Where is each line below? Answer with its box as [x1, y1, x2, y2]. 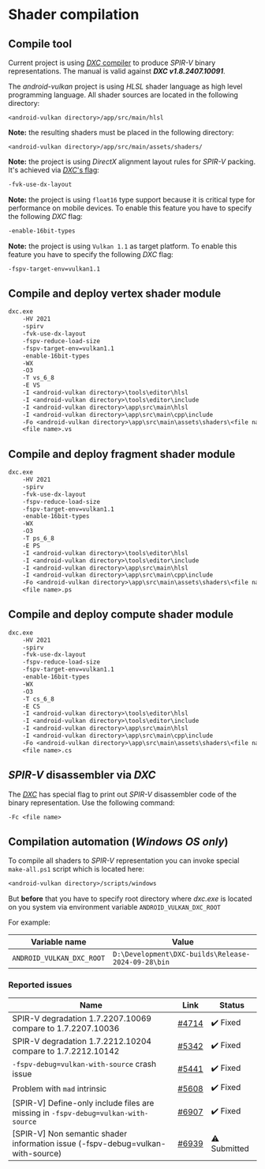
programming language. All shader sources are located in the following [8, 90, 239, 100]
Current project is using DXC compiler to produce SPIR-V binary [8, 58, 216, 67]
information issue [12, 1138, 77, 1149]
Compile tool [8, 37, 73, 51]
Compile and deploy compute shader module [8, 607, 234, 622]
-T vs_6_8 [22, 374, 55, 382]
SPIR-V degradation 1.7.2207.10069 [12, 1013, 152, 1024]
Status [219, 1000, 244, 1011]
